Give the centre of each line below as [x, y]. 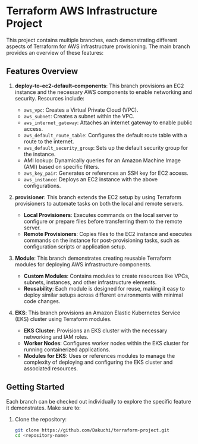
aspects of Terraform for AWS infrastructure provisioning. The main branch [98, 46]
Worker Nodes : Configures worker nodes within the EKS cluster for [106, 343]
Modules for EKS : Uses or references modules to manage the [99, 355]
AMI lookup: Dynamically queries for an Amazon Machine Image [102, 160]
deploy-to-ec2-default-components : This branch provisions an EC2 [99, 86]
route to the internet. [49, 141]
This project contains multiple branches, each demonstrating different [92, 40]
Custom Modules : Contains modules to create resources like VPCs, [106, 276]
